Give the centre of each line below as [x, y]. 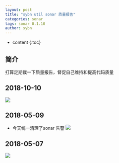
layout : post [19, 10]
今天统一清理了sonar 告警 [38, 128]
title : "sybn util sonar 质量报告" [40, 14]
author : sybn [19, 28]
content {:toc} [27, 42]
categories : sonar [24, 19]
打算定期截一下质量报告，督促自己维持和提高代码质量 [59, 72]
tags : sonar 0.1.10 [25, 24]
